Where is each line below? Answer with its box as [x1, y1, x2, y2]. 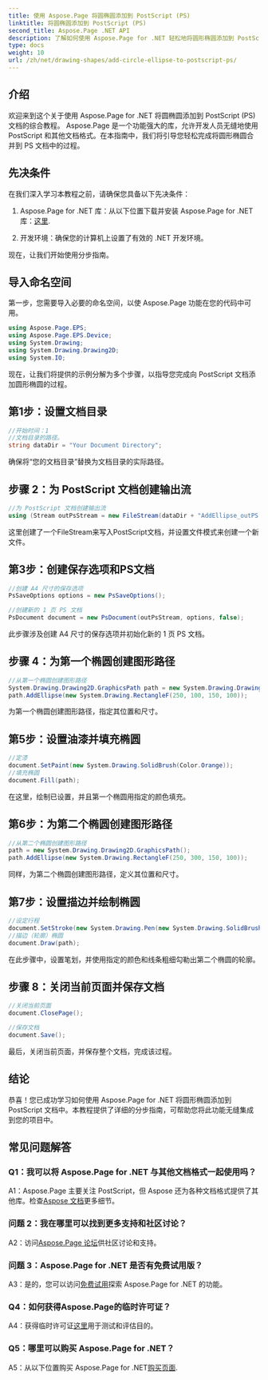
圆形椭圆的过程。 [14, 379, 72, 388]
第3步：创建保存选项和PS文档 [8, 563, 155, 576]
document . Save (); [8, 1031, 66, 1039]
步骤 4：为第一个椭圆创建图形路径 [8, 654, 175, 668]
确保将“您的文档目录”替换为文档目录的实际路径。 [8, 457, 169, 467]
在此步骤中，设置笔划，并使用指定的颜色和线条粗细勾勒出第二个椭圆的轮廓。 [8, 954, 260, 964]
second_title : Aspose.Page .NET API [8, 26, 130, 34]
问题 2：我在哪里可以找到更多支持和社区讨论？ [8, 1218, 187, 1229]
